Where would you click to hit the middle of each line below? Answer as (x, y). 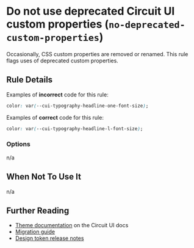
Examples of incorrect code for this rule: (57, 94)
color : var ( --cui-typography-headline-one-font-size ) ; (77, 106)
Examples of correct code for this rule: (55, 117)
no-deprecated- (147, 25)
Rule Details (30, 80)
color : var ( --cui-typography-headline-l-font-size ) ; (75, 129)
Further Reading (38, 211)
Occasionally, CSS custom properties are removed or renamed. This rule (97, 54)
